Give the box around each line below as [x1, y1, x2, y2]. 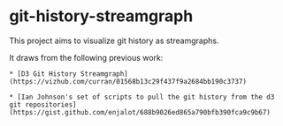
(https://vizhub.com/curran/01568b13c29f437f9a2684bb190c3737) [9, 77, 248, 85]
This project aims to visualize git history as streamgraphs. [9, 35, 219, 46]
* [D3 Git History [9, 69, 77, 78]
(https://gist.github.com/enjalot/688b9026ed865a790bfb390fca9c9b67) [9, 107, 272, 116]
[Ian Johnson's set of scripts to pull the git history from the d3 [17, 93, 275, 101]
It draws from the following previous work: [9, 52, 164, 63]
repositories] [25, 100, 77, 109]
